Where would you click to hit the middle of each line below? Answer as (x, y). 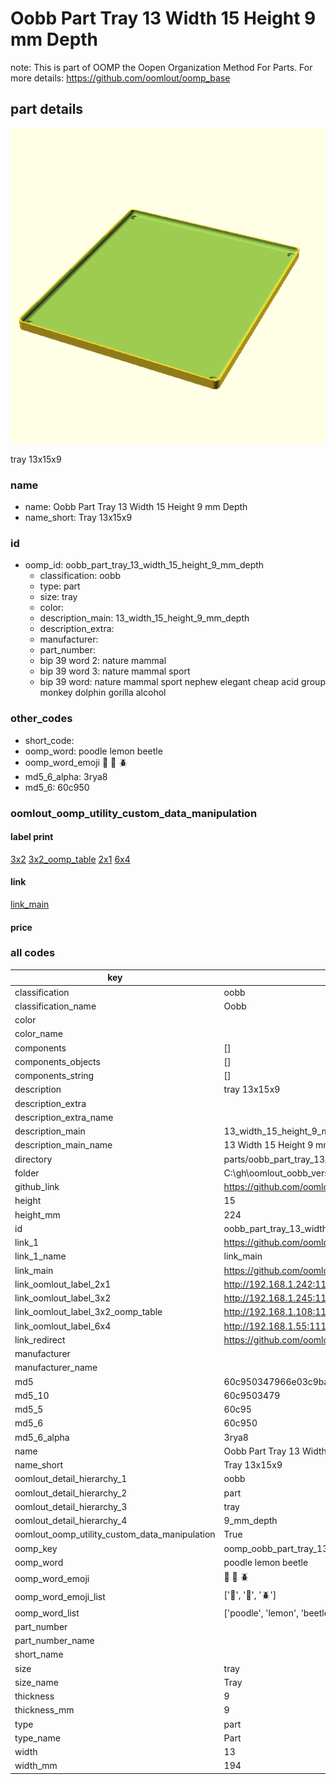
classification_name (55, 1006)
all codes (33, 953)
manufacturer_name (56, 1368)
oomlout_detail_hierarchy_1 (71, 1479)
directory (33, 1159)
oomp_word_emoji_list (60, 1596)
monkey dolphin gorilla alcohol (103, 693)
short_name (39, 1654)
